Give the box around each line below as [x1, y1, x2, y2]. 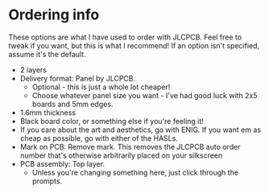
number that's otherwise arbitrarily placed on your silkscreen [19, 151, 223, 160]
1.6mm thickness [19, 107, 77, 118]
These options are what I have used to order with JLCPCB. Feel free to [8, 32, 242, 42]
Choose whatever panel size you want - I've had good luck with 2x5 [31, 90, 258, 100]
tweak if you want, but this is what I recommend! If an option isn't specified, [8, 40, 260, 50]
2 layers [19, 64, 47, 74]
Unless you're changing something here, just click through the [31, 167, 239, 177]
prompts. [31, 175, 63, 186]
